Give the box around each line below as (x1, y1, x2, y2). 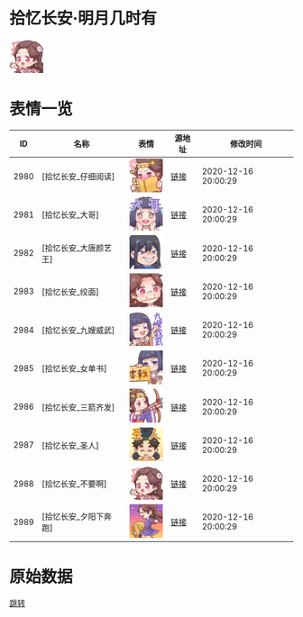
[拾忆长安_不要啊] (41, 478, 107, 489)
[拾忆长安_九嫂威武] (41, 325, 115, 336)
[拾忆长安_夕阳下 (41, 511, 105, 522)
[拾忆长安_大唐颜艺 (41, 242, 113, 253)
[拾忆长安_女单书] (41, 363, 107, 374)
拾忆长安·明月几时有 (9, 8, 158, 29)
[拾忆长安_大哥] (41, 209, 99, 221)
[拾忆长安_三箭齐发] (41, 402, 115, 413)
